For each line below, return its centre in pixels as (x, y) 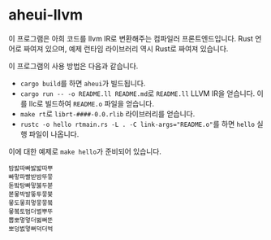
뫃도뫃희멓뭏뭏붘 (31, 203)
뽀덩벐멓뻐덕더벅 (31, 229)
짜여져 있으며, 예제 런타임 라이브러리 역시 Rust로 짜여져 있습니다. (126, 48)
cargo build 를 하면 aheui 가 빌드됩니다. (83, 83)
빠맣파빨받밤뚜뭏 (31, 177)
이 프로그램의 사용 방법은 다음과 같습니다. (73, 66)
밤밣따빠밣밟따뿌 (31, 168)
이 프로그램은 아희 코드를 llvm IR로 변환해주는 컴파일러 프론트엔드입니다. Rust (131, 38)
